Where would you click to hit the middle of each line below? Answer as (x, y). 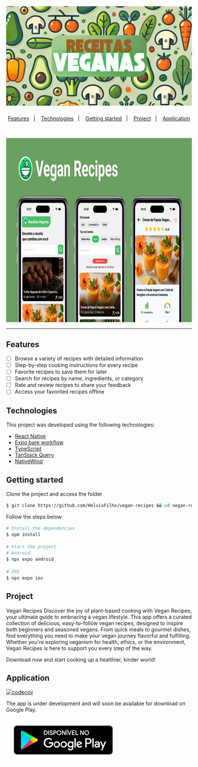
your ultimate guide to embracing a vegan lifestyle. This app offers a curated (99, 617)
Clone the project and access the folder (54, 494)
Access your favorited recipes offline (60, 392)
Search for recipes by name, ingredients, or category (79, 378)
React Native (30, 437)
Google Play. (22, 710)
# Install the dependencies (41, 528)
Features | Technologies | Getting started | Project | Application (99, 118)
